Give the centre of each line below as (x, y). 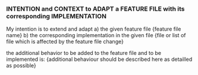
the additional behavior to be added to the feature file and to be (84, 53)
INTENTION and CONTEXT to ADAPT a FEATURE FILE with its (95, 9)
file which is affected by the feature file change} (65, 42)
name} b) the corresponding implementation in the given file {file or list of (96, 35)
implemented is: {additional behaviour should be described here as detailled (99, 59)
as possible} (21, 66)
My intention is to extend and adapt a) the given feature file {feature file (94, 29)
